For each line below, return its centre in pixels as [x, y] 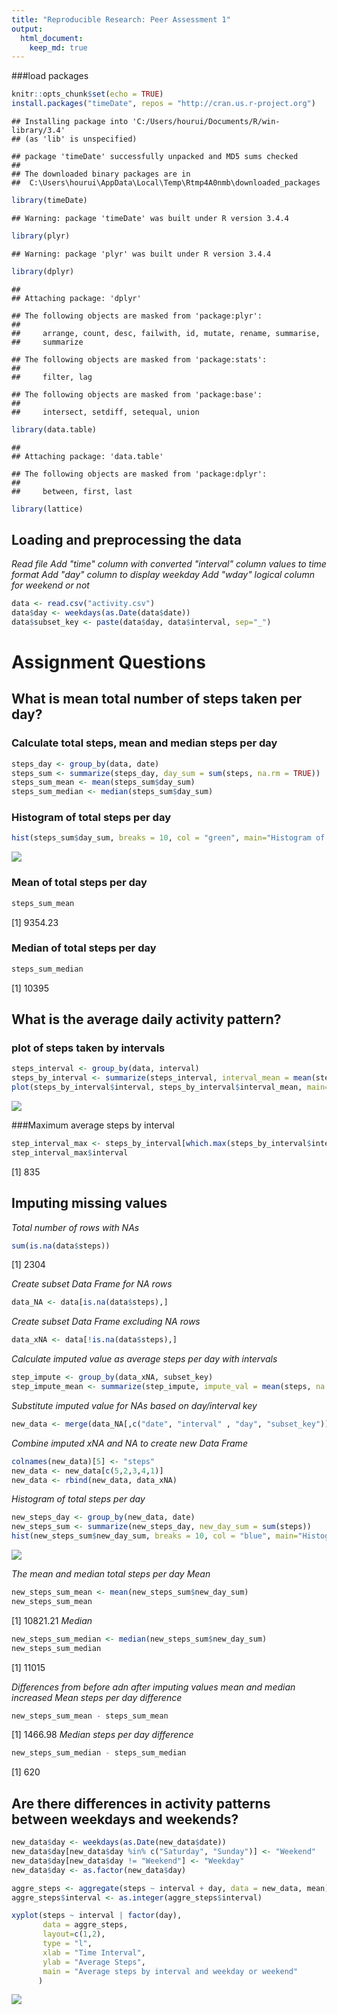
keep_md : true [58, 47]
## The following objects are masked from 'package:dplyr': [139, 474]
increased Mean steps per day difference [97, 1697]
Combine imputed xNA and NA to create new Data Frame [129, 1443]
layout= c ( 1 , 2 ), [74, 1934]
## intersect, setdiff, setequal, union [105, 412]
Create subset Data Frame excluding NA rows [106, 1322]
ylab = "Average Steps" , [94, 1962]
